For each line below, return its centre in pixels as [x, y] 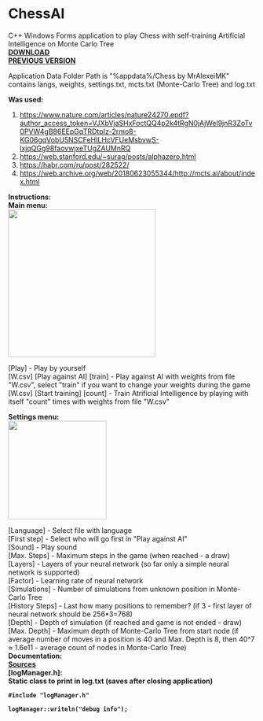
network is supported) [44, 572]
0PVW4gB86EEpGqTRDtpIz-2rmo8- [78, 131]
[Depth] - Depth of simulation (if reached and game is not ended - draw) [125, 622]
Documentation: [35, 656]
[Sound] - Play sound [42, 547]
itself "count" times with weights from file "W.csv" [89, 401]
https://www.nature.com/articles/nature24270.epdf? [104, 114]
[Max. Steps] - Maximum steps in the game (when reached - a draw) [119, 555]
